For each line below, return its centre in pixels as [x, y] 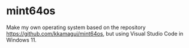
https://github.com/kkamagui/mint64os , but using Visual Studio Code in [95, 33]
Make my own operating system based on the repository [76, 27]
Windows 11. [22, 40]
